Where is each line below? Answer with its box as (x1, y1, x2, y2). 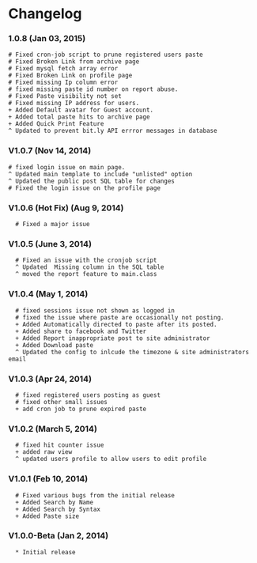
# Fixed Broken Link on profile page (8, 72, 133, 80)
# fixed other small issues (15, 398, 108, 406)
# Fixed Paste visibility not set (8, 93, 123, 100)
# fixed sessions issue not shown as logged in (15, 306, 176, 315)
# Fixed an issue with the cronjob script (15, 256, 157, 265)
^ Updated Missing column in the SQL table (15, 263, 164, 271)
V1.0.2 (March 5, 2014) (8, 423, 97, 434)
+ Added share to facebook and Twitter (15, 327, 147, 335)
